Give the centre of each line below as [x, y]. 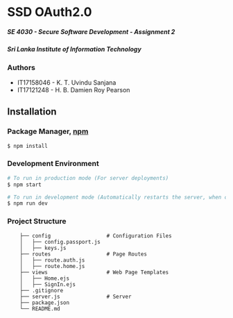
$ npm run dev [28, 203]
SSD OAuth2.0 [50, 12]
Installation [32, 112]
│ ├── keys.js [43, 248]
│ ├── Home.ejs [45, 278]
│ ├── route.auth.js [52, 260]
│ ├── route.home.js [52, 266]
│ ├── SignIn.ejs [48, 284]
